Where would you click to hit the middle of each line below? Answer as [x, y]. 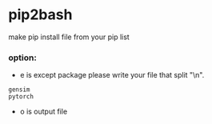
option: [23, 58]
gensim [19, 90]
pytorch [21, 97]
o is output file [44, 112]
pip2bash [40, 15]
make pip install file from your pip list [69, 37]
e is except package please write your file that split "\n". [112, 75]
